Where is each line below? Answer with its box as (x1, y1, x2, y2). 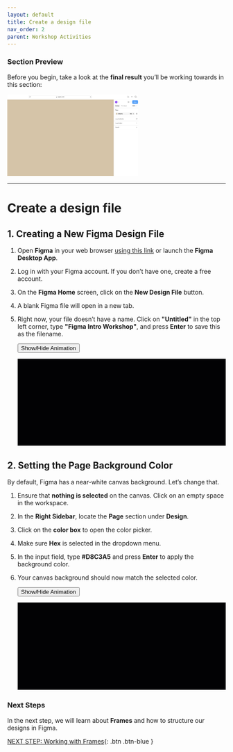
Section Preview (7, 57, 64, 67)
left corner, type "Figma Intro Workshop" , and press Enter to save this (17, 322, 221, 331)
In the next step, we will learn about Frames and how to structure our (7, 716, 205, 724)
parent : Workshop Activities (7, 33, 92, 40)
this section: (7, 80, 42, 88)
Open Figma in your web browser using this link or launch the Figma (17, 247, 214, 255)
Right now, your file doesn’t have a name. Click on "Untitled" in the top (17, 315, 221, 323)
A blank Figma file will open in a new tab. (17, 302, 135, 310)
